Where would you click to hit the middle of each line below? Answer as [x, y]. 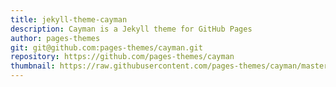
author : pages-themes [55, 38]
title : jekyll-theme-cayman [69, 19]
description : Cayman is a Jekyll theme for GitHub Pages [131, 29]
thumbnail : [33, 66]
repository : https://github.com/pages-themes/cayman [122, 57]
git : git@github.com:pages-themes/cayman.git [106, 47]
